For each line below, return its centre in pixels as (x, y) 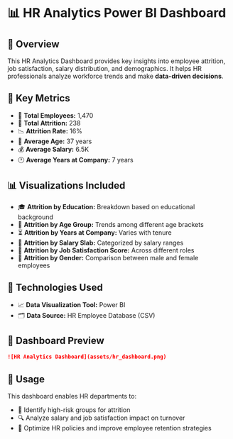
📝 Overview (33, 44)
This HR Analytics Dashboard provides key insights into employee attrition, (116, 61)
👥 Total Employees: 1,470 (55, 115)
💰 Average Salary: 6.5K (53, 149)
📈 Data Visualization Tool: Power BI (71, 305)
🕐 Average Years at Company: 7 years (75, 160)
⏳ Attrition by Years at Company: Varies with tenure (94, 232)
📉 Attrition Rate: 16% (50, 130)
